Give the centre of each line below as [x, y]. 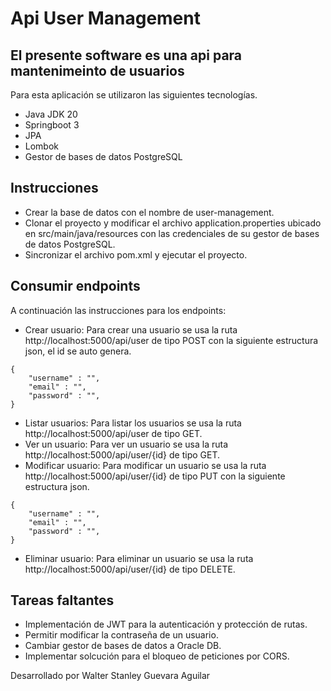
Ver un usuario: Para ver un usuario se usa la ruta [126, 444]
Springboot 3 [52, 125]
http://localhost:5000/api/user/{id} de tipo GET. [122, 454]
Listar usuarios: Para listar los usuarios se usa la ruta [133, 423]
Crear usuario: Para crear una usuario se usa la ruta [131, 329]
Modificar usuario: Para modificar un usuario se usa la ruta [145, 465]
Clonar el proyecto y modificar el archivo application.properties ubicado [173, 223]
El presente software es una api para [126, 55]
